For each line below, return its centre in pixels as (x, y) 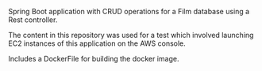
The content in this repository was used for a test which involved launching (131, 35)
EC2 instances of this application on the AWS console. (97, 43)
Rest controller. (33, 20)
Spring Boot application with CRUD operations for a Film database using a (129, 11)
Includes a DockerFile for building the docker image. (94, 59)
